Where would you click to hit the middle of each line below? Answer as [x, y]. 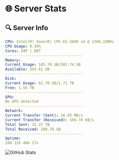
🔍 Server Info [27, 28]
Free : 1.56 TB [20, 88]
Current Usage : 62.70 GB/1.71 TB [40, 83]
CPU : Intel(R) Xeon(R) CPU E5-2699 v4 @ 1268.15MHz [59, 42]
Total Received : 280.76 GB [33, 129]
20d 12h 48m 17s [22, 143]
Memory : [13, 60]
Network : [14, 111]
